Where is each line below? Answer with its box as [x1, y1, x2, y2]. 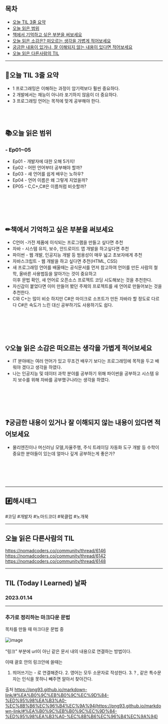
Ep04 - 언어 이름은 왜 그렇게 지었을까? [12, 177, 88, 183]
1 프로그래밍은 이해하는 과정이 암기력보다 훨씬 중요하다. [12, 85, 120, 91]
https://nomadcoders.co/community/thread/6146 [5, 548, 106, 554]
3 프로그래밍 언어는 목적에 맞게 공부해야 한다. [12, 98, 101, 104]
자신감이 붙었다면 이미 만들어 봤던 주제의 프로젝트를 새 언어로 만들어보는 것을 [12, 283, 162, 289]
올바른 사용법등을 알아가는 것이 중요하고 [19, 271, 97, 277]
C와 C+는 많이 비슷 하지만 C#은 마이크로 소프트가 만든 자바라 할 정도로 [12, 296, 150, 302]
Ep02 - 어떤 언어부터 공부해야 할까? [12, 165, 82, 171]
